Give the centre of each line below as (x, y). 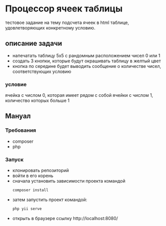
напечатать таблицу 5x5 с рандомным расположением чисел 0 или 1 (86, 55)
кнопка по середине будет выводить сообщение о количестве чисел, (87, 66)
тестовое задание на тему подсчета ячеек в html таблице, (67, 22)
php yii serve (27, 209)
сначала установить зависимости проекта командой (69, 181)
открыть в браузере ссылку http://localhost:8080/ (65, 218)
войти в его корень (33, 176)
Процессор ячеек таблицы (64, 9)
